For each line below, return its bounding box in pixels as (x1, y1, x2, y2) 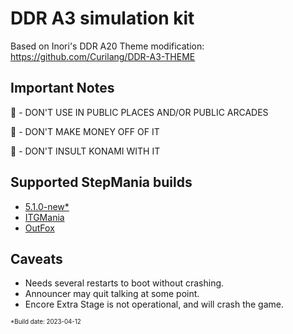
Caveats (10, 250, 63, 267)
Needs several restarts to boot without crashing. (24, 277, 225, 289)
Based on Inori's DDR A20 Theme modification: (10, 40, 205, 52)
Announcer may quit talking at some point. (24, 288, 200, 300)
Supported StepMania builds (10, 174, 193, 191)
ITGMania (24, 211, 65, 223)
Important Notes (10, 80, 115, 97)
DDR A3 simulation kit (10, 7, 195, 30)
